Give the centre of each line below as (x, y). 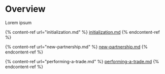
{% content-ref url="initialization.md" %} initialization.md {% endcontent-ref (82, 32)
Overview (25, 9)
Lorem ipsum (18, 23)
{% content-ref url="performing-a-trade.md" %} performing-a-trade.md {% (82, 61)
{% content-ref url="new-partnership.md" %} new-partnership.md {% (76, 47)
